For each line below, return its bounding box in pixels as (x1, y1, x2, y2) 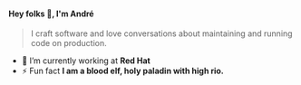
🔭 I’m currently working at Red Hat (21, 55, 150, 66)
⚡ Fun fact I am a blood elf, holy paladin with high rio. (21, 65, 224, 77)
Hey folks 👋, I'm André (8, 8, 94, 19)
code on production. (30, 38, 107, 49)
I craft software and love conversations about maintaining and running (30, 28, 293, 39)
